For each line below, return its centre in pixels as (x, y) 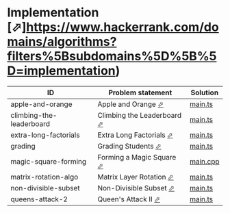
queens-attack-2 (39, 199)
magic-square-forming (49, 161)
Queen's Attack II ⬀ (129, 199)
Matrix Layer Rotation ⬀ (136, 177)
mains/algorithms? (62, 42)
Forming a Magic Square (137, 157)
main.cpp (204, 161)
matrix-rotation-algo (44, 177)
